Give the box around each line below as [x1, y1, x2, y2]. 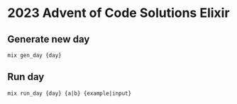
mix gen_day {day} [7, 52, 62, 59]
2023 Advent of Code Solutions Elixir [7, 5, 230, 21]
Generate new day [7, 33, 90, 45]
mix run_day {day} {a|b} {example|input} [7, 90, 132, 97]
